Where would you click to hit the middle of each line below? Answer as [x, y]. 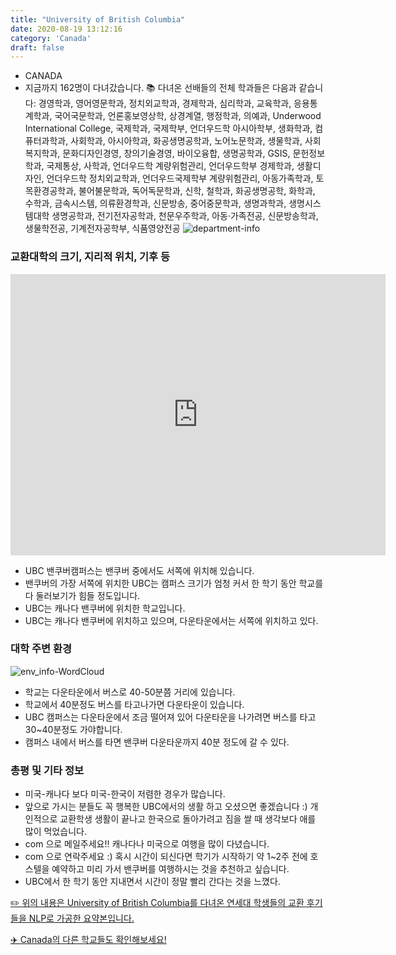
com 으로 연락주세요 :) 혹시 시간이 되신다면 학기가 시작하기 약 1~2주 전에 [166, 857]
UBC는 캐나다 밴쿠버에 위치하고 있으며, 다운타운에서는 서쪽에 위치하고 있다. [171, 620]
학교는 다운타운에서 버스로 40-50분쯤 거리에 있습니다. [130, 692]
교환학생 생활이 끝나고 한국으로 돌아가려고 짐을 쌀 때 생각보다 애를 [188, 819]
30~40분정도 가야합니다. [73, 729]
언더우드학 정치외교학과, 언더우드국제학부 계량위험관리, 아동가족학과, [180, 178]
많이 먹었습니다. [55, 832]
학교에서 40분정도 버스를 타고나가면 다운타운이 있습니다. [134, 704]
